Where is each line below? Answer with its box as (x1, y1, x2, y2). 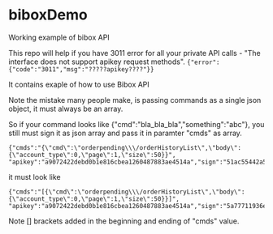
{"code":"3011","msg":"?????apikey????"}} (8, 65, 154, 74)
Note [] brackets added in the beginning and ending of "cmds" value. (8, 216, 240, 226)
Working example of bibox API (8, 32, 110, 42)
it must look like (8, 172, 61, 181)
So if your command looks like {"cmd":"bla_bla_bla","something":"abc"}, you (8, 119, 265, 129)
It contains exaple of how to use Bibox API (8, 79, 150, 89)
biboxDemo (8, 6, 88, 24)
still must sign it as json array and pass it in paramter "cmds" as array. (8, 128, 242, 138)
